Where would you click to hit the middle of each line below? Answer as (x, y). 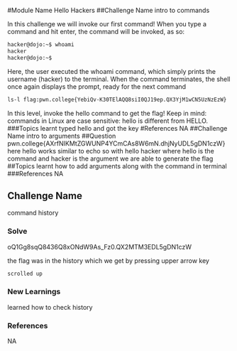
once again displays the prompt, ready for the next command (97, 86)
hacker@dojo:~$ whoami (41, 45)
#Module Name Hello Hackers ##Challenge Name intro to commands (109, 10)
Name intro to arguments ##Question (62, 136)
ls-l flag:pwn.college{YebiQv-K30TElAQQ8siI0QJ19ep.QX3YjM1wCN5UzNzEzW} (117, 99)
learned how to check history (50, 307)
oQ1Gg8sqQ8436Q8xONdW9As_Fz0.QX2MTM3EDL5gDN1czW (100, 247)
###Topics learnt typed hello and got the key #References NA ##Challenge (117, 128)
